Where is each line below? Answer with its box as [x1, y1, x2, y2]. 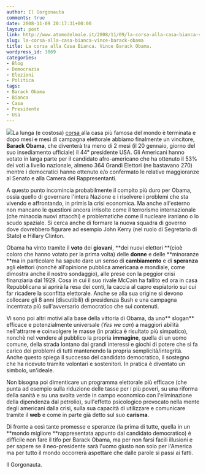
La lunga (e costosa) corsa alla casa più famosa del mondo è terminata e [12, 129, 196, 137]
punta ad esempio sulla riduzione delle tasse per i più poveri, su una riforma [6, 385, 198, 392]
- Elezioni [6, 72, 34, 78]
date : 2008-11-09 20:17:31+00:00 [6, 20, 92, 26]
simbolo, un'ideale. [6, 367, 55, 374]
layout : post [6, 26, 40, 32]
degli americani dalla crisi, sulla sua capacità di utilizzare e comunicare [6, 405, 186, 412]
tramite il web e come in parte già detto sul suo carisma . [6, 411, 150, 419]
